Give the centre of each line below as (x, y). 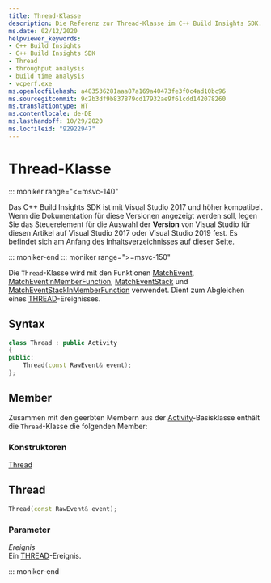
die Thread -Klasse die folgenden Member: (78, 426)
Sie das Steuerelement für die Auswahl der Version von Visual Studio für (129, 224)
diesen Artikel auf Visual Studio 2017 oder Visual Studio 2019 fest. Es (123, 232)
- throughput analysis (47, 69)
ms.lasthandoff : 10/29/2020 (56, 121)
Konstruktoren (38, 447)
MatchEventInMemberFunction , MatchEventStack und (98, 281)
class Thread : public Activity (63, 343)
